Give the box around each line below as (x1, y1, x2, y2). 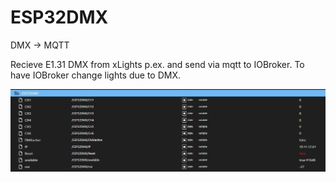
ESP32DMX (10, 6, 109, 29)
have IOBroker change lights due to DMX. (10, 69, 181, 81)
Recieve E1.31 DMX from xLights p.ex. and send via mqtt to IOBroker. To (10, 58, 305, 70)
